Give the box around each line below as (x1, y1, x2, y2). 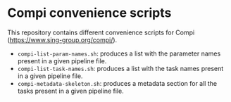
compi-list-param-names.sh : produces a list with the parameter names (17, 49, 221, 58)
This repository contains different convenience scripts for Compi (7, 28, 195, 37)
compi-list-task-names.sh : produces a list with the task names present (17, 64, 224, 72)
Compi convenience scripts (7, 5, 172, 21)
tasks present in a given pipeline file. (17, 87, 125, 95)
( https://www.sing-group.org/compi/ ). (7, 35, 118, 44)
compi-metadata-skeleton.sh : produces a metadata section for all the (17, 79, 217, 87)
